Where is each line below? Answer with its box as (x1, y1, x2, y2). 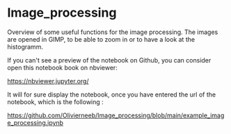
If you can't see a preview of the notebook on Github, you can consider (7, 56, 212, 64)
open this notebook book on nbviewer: (7, 63, 118, 72)
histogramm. (7, 42, 44, 51)
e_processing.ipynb (7, 118, 64, 126)
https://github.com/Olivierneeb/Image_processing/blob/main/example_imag (7, 111, 225, 119)
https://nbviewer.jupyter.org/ (7, 76, 89, 85)
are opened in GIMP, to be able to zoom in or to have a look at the (7, 35, 196, 43)
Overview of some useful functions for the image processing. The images (7, 28, 218, 36)
